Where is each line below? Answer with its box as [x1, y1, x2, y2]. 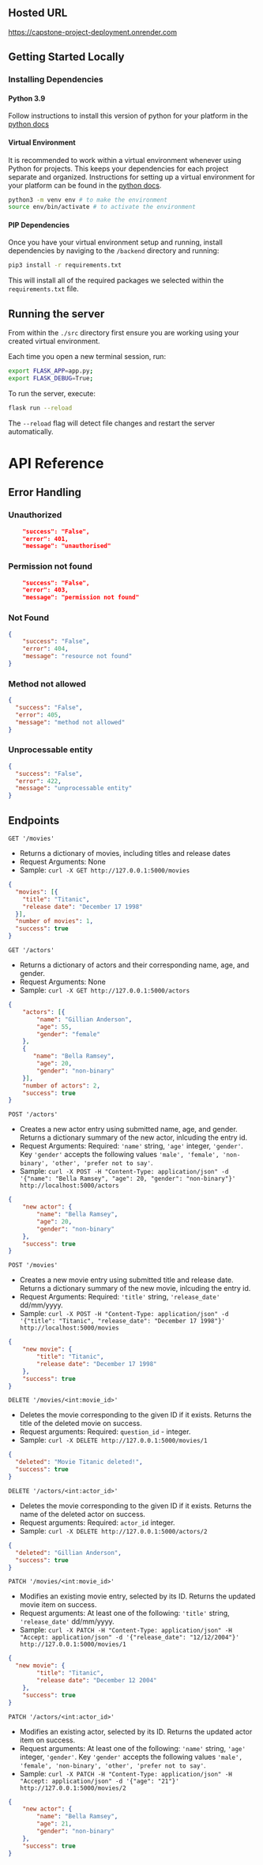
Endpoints [8, 814, 60, 827]
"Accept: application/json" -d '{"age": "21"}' [19, 1777, 179, 1785]
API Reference [8, 454, 104, 472]
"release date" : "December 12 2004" [36, 1677, 157, 1685]
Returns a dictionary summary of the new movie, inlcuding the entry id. [19, 1284, 251, 1293]
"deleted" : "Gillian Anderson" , [15, 1549, 122, 1557]
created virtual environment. [8, 336, 100, 346]
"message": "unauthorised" [22, 542, 111, 550]
